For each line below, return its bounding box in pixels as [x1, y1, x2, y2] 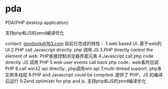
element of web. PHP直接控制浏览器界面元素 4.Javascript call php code [5, 53, 153, 59]
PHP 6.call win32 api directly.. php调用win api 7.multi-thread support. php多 [5, 65, 162, 71]
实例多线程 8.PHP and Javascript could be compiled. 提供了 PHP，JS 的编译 [5, 71, 163, 77]
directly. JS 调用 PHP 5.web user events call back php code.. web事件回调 [5, 59, 159, 65]
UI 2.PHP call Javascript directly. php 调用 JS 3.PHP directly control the [5, 46, 153, 52]
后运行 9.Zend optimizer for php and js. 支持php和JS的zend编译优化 [5, 78, 146, 84]
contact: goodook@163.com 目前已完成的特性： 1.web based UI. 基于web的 [5, 40, 162, 46]
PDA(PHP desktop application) [5, 19, 69, 25]
